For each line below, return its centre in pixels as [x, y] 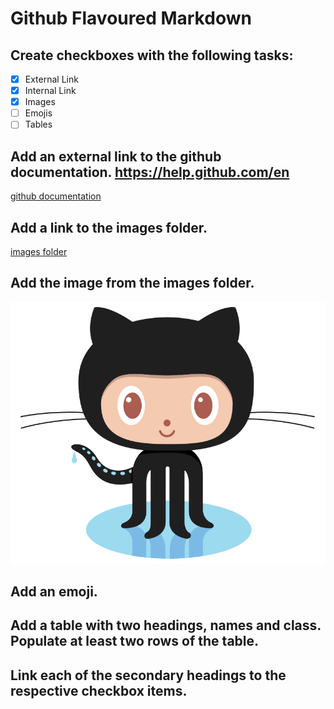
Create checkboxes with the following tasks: [152, 55]
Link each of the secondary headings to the [148, 675]
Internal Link [50, 91]
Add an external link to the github [116, 156]
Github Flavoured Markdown [131, 18]
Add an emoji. [54, 592]
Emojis [38, 113]
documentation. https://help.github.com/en [150, 172]
